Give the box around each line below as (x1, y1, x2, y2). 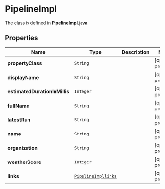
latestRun (7, 116, 31, 123)
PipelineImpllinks (74, 173, 117, 179)
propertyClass (7, 60, 42, 67)
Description (121, 48, 150, 55)
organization (7, 144, 38, 151)
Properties (5, 34, 38, 42)
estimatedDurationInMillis (7, 88, 70, 95)
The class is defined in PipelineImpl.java (5, 20, 88, 26)
